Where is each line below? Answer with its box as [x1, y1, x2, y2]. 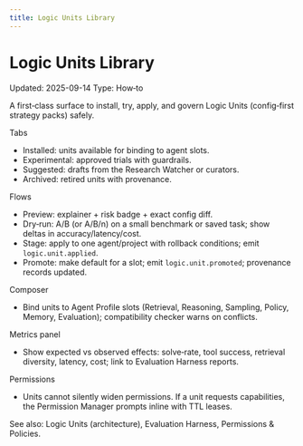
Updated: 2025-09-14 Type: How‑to [9, 82, 144, 93]
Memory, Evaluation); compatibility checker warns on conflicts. [22, 311, 258, 322]
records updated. [22, 267, 88, 277]
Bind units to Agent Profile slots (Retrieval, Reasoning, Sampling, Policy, [22, 301, 289, 313]
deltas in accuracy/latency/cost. [22, 228, 142, 238]
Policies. [9, 428, 42, 439]
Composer [9, 284, 49, 295]
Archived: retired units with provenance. [22, 173, 172, 184]
